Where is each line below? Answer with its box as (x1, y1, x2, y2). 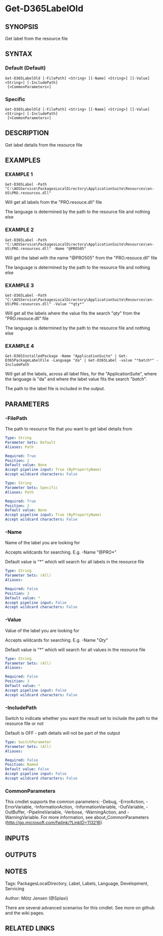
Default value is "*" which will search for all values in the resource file (5, 647, 146, 653)
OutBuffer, (5, 809, 26, 815)
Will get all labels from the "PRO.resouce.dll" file (5, 199, 102, 205)
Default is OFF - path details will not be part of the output (5, 730, 120, 736)
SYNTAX (5, 50, 33, 58)
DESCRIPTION (5, 129, 49, 137)
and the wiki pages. (5, 910, 45, 916)
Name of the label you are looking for (5, 540, 80, 546)
